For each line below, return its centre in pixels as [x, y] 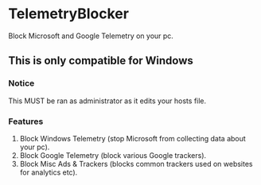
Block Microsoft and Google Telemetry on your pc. [91, 36]
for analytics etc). [49, 172]
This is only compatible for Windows [101, 61]
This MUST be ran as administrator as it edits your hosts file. [107, 101]
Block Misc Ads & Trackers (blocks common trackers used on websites [136, 164]
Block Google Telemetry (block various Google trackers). [113, 155]
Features [26, 121]
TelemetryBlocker [69, 14]
